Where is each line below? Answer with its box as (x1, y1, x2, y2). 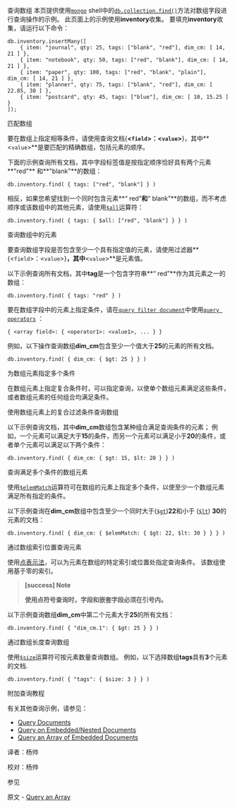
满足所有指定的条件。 (7, 492, 69, 500)
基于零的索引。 (13, 567, 57, 575)
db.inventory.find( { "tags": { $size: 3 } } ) (7, 676, 150, 683)
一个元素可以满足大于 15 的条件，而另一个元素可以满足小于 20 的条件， (19, 432, 220, 440)
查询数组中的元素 (7, 230, 57, 239)
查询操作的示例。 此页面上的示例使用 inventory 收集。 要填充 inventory (13, 15, 217, 23)
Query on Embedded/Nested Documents (17, 726, 136, 734)
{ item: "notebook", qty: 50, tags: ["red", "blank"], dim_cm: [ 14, (20, 57, 229, 64)
